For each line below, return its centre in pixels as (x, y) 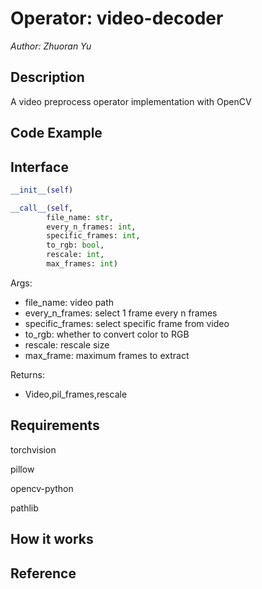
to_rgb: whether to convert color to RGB (107, 334)
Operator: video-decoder (117, 18)
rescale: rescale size (67, 344)
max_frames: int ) (82, 264)
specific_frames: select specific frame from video (127, 323)
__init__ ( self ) (42, 190)
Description (47, 77)
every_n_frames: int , (91, 227)
